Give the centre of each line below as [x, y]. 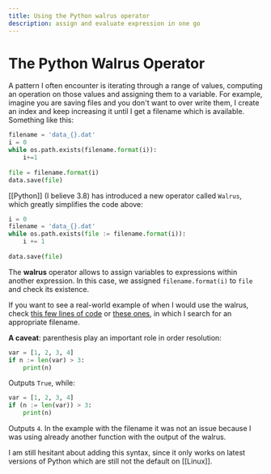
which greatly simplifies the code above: [76, 204]
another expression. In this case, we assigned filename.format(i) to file [131, 281]
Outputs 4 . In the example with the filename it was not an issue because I [130, 429]
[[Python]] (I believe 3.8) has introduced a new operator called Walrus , [125, 196]
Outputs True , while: [42, 383]
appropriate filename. [44, 322]
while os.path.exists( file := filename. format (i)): [97, 234]
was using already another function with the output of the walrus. [117, 437]
